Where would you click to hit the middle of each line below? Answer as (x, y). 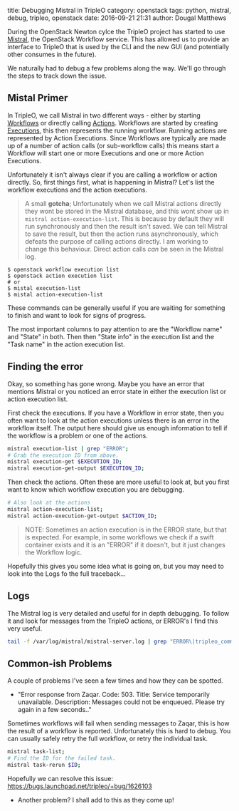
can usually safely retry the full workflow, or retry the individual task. (108, 739)
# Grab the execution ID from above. (63, 455)
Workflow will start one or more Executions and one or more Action (106, 153)
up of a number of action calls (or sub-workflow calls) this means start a (113, 145)
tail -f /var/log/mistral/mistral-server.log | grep (87, 641)
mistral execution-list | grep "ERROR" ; (68, 448)
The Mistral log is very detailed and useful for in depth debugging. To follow (118, 613)
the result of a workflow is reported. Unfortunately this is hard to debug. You (119, 731)
